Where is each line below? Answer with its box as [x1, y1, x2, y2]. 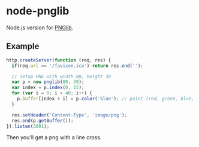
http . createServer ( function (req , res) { [6, 57, 111, 63]
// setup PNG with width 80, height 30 [11, 73, 111, 79]
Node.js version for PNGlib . [6, 24, 74, 31]
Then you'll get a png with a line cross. [6, 134, 102, 141]
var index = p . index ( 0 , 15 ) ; [11, 85, 85, 91]
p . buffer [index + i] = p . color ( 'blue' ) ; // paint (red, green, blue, [17, 96, 195, 102]
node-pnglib [6, 4, 70, 18]
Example [6, 41, 40, 51]
